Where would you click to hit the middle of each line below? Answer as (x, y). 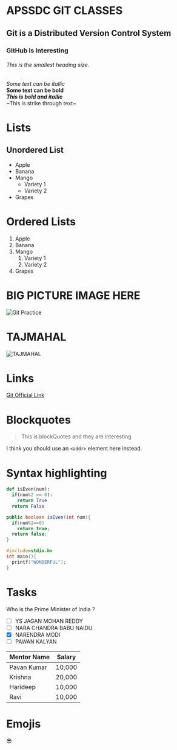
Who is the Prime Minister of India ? (51, 609)
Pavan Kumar (28, 667)
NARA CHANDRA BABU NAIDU (54, 628)
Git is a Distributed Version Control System (89, 33)
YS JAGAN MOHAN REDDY (49, 621)
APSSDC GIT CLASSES (65, 11)
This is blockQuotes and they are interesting (76, 436)
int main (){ (21, 557)
